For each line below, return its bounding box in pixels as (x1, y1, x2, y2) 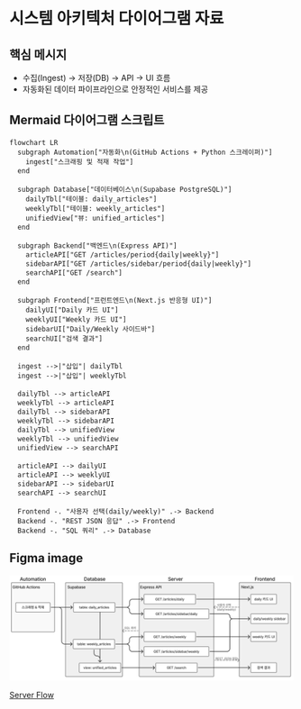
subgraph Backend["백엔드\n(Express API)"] (17, 241, 178, 250)
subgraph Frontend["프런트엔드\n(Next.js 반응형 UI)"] (17, 295, 213, 305)
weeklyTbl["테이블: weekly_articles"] (25, 204, 166, 213)
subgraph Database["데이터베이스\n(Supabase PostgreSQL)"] (17, 185, 233, 194)
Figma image (9, 550, 84, 566)
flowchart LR (9, 138, 59, 147)
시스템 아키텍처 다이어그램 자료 (9, 8, 224, 29)
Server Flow (9, 689, 54, 700)
